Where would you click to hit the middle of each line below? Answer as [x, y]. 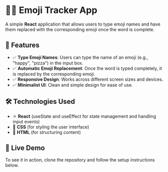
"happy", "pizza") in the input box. [48, 63]
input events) [26, 121]
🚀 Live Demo [25, 148]
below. [12, 165]
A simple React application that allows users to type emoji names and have [83, 24]
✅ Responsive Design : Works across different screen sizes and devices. [88, 79]
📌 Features [22, 45]
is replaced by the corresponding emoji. [54, 74]
